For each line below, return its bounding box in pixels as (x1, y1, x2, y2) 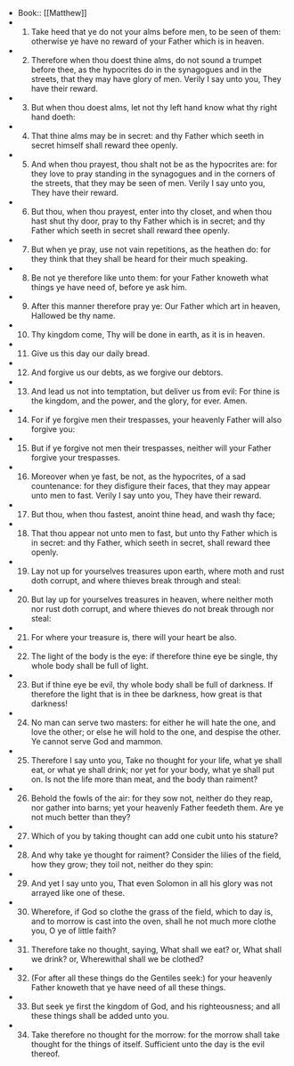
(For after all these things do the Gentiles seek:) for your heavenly (30, 972, 273, 983)
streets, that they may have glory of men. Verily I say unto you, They (30, 74, 282, 84)
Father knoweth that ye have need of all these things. (30, 982, 226, 992)
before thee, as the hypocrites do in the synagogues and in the (30, 64, 263, 75)
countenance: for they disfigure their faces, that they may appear (30, 481, 271, 491)
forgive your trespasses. (30, 452, 121, 462)
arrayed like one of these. (30, 888, 126, 898)
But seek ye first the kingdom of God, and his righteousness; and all (30, 1001, 281, 1012)
